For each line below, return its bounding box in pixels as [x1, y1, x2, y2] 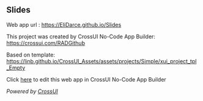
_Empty [6, 64, 26, 71]
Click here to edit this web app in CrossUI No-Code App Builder [6, 75, 166, 83]
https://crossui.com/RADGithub [6, 39, 86, 46]
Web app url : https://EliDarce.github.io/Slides [6, 21, 122, 28]
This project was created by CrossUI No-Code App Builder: [6, 33, 156, 40]
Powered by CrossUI [6, 88, 58, 95]
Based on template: [6, 51, 56, 58]
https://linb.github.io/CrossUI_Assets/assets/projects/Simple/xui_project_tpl [6, 57, 197, 64]
